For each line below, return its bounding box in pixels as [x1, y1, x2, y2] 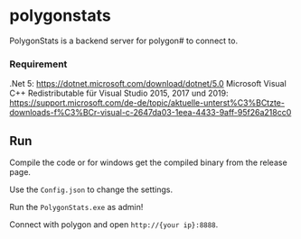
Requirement [9, 58, 68, 70]
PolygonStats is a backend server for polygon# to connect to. [9, 35, 238, 46]
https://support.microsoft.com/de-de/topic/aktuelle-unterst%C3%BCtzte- [9, 97, 285, 108]
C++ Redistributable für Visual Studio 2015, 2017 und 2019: [9, 87, 229, 99]
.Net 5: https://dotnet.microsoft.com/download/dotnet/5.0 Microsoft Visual [9, 78, 287, 89]
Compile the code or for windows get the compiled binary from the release [9, 157, 287, 168]
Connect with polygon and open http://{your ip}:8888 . [9, 219, 219, 230]
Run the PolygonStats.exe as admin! [9, 202, 144, 213]
